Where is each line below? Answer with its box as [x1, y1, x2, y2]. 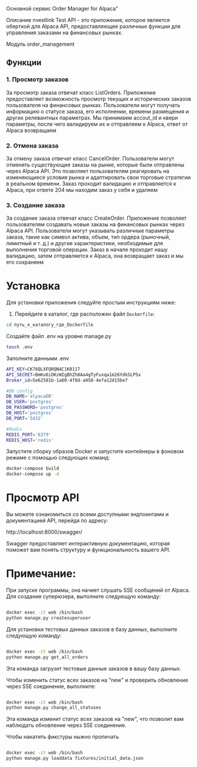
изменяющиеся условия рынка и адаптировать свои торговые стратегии [6, 174, 191, 181]
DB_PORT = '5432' [6, 415, 44, 421]
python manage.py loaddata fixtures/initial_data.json [6, 755, 144, 762]
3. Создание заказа [6, 201, 65, 209]
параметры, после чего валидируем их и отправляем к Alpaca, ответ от [6, 120, 188, 127]
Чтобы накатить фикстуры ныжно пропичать [6, 733, 119, 740]
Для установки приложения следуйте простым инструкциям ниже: [6, 299, 176, 306]
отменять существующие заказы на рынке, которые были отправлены [6, 161, 185, 168]
